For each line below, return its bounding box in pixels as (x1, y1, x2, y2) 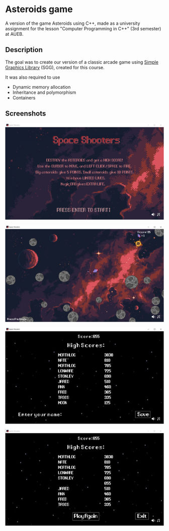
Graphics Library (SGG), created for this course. (5, 64, 105, 70)
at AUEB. (5, 31, 24, 37)
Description (5, 45, 43, 54)
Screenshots (5, 110, 46, 118)
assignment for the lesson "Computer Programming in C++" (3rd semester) (5, 25, 161, 31)
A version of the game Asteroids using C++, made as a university (5, 20, 140, 26)
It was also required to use (5, 74, 60, 80)
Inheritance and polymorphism (12, 89, 76, 95)
